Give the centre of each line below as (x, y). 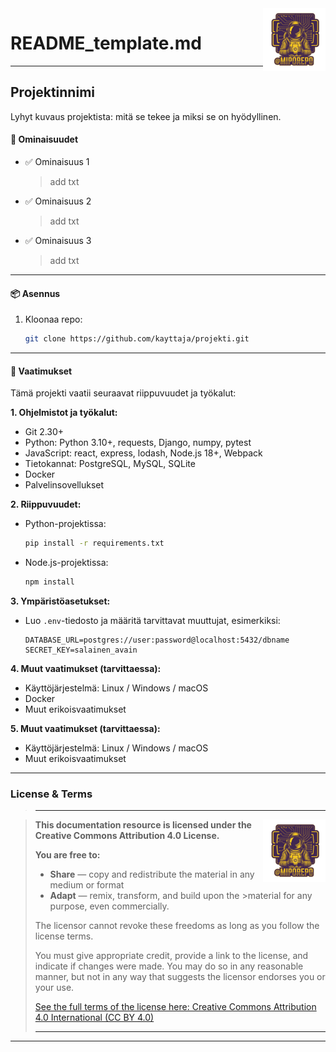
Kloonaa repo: (53, 319)
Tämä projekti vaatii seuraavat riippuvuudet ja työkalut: (123, 393)
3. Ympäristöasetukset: (60, 601)
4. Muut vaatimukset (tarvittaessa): (86, 668)
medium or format (87, 885)
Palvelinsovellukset (64, 485)
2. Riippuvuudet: (46, 504)
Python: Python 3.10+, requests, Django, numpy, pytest (138, 443)
